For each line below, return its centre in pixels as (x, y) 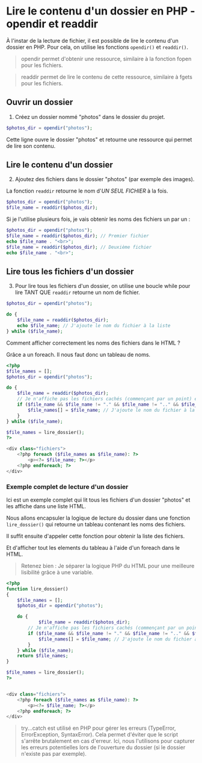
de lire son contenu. (31, 145)
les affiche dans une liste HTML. (46, 506)
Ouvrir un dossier (40, 102)
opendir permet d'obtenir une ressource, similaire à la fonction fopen (106, 59)
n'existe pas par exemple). (54, 754)
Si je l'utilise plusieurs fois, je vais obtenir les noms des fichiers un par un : (98, 219)
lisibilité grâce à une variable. (57, 572)
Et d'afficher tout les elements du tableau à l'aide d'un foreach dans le (93, 548)
